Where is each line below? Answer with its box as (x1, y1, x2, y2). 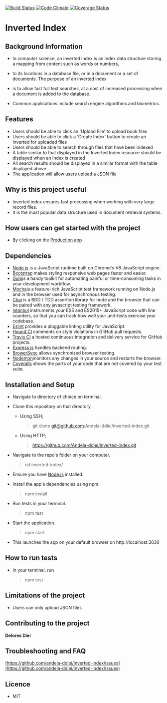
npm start (24, 530, 45, 536)
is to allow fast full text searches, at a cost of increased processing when (12, 86, 163, 91)
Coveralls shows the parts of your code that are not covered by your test (12, 361, 162, 367)
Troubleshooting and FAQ (5, 646, 86, 655)
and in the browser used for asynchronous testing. (12, 291, 116, 297)
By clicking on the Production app (12, 237, 82, 243)
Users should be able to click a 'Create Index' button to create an (12, 133, 146, 140)
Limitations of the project (5, 591, 85, 600)
